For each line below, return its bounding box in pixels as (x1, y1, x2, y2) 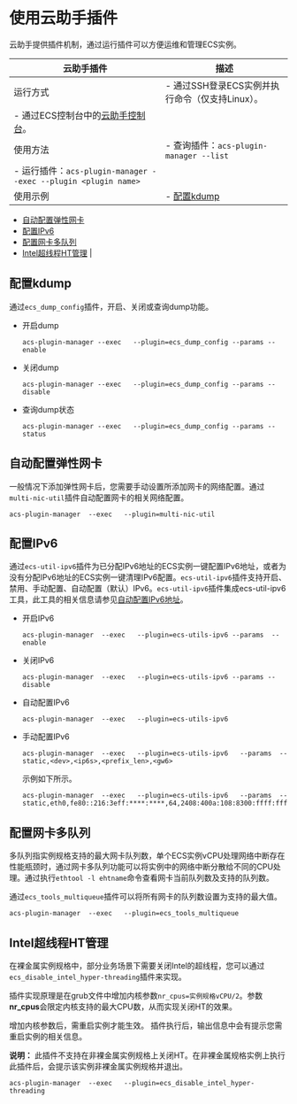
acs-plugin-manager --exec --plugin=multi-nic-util (9, 510, 216, 519)
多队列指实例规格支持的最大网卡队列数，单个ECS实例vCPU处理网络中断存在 (9, 851, 286, 861)
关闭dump (21, 362, 59, 373)
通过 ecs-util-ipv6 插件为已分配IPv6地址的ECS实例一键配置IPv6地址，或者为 (9, 561, 287, 572)
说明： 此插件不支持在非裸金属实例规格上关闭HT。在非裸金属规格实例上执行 (9, 1050, 286, 1061)
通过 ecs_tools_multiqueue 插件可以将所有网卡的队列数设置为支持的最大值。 (9, 892, 283, 902)
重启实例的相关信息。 (9, 1031, 87, 1041)
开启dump (21, 320, 59, 330)
